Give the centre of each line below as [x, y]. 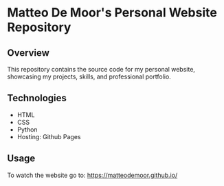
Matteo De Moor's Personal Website [112, 13]
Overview [29, 53]
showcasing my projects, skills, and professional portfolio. [89, 76]
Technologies [37, 98]
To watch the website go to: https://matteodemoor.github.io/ [92, 175]
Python [27, 130]
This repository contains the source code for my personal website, [101, 69]
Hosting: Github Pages [49, 136]
